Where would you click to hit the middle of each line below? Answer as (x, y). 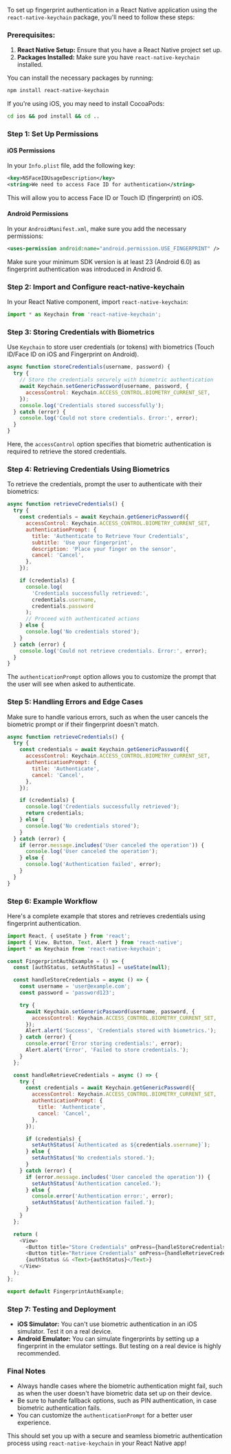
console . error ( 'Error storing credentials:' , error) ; (104, 1044)
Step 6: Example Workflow (52, 901)
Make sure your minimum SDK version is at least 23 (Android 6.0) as (104, 262)
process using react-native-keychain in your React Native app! (97, 1443)
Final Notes (26, 1371)
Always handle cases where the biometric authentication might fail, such (120, 1386)
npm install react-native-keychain (58, 91)
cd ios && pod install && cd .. (53, 116)
